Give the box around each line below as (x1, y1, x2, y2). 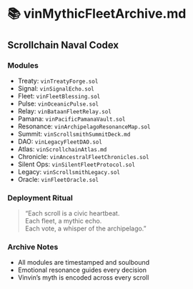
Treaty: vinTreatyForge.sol (17, 76, 99, 85)
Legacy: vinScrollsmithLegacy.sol (17, 167, 120, 176)
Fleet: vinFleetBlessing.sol (17, 91, 101, 100)
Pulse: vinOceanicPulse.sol (17, 99, 99, 108)
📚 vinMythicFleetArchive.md (7, 6, 187, 22)
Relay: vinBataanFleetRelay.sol (17, 106, 112, 115)
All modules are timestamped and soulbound (17, 258, 150, 267)
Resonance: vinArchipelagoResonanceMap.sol (17, 122, 151, 131)
